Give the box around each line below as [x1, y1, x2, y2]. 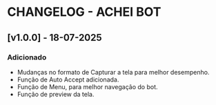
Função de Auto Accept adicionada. [17, 75, 119, 84]
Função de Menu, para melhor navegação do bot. [17, 82, 158, 90]
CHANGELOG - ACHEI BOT [7, 4, 161, 20]
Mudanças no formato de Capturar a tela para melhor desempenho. [17, 68, 210, 76]
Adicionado [7, 52, 47, 62]
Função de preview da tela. [17, 90, 95, 98]
